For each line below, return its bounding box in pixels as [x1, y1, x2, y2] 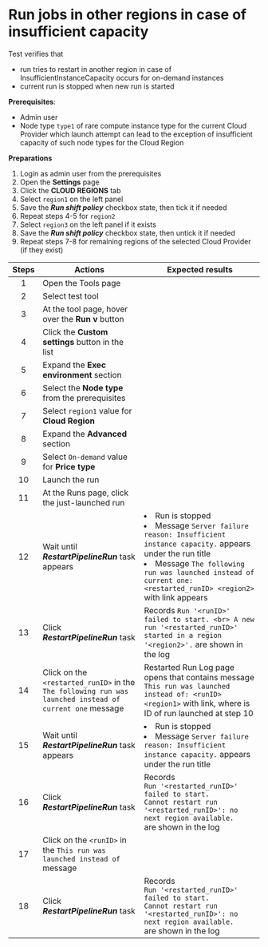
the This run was [42, 844, 106, 855]
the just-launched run [42, 497, 125, 508]
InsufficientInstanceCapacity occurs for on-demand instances [19, 73, 224, 82]
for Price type [42, 461, 96, 472]
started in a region [144, 631, 222, 640]
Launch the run [42, 473, 100, 485]
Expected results [167, 263, 233, 275]
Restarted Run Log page [144, 661, 235, 672]
